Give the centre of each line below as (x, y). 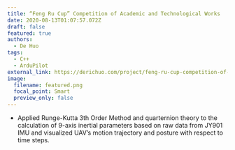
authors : (20, 40)
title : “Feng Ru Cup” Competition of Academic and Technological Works (114, 14)
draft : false (26, 27)
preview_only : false (43, 98)
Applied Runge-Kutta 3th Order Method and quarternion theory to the (117, 118)
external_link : (29, 72)
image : (17, 78)
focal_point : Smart (42, 91)
